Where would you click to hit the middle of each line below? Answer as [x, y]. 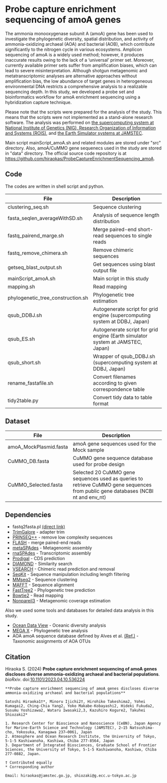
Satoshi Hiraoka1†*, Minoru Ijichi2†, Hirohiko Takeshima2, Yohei [75, 702]
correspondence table [119, 389]
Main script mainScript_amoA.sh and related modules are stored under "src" [83, 142]
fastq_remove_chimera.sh [38, 253]
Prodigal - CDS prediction [39, 559]
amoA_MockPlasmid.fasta [38, 447]
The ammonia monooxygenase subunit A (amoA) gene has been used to [79, 33]
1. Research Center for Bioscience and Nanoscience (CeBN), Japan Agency [83, 724]
